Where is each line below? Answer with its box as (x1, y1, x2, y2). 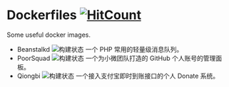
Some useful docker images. (6, 30, 91, 39)
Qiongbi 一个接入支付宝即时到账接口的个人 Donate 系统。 (16, 71, 220, 80)
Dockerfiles (6, 7, 78, 23)
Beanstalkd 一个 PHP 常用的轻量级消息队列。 (16, 45, 183, 53)
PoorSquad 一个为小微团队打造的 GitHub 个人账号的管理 (16, 54, 216, 62)
